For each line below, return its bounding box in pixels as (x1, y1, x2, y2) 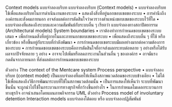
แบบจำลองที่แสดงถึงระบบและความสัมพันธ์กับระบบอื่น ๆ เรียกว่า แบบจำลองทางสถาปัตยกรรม (5, 22, 158, 28)
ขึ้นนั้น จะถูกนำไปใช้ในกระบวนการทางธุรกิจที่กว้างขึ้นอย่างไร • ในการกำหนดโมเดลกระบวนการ (5, 84, 163, 90)
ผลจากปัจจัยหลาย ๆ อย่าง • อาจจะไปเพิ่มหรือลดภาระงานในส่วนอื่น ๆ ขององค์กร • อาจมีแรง (5, 51, 158, 57)
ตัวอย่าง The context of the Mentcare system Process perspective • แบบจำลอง (5, 67, 164, 73)
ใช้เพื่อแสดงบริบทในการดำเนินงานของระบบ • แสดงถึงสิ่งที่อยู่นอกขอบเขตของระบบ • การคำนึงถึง (5, 10, 166, 16)
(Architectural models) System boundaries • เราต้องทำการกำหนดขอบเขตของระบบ (5, 28, 162, 33)
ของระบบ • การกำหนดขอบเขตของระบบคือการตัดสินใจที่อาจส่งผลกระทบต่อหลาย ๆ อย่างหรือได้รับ (5, 45, 167, 51)
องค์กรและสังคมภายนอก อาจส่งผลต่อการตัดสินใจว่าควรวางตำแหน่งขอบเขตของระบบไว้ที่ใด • (5, 16, 159, 22)
